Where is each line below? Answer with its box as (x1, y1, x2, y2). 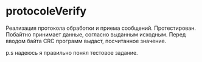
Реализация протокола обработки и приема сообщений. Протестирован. (5, 24, 196, 32)
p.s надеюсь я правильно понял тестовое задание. (5, 49, 138, 56)
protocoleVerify (5, 4, 86, 18)
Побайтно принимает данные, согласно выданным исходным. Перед (5, 30, 186, 38)
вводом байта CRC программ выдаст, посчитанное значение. (5, 37, 167, 44)
